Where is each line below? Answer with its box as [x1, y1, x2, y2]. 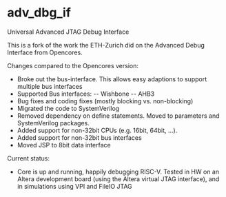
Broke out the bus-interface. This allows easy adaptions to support [17, 74, 207, 83]
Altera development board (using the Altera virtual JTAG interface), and [17, 174, 220, 183]
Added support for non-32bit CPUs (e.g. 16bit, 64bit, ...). [17, 126, 178, 134]
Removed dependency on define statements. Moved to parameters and [17, 112, 220, 120]
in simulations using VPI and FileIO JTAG [17, 182, 132, 190]
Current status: [7, 154, 50, 163]
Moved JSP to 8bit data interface [17, 141, 112, 149]
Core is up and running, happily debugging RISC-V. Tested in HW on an [17, 167, 219, 176]
